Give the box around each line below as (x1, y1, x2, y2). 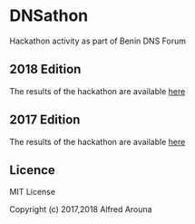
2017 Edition (9, 112, 81, 128)
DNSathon (9, 5, 89, 26)
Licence (9, 162, 56, 178)
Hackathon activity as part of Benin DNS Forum (9, 35, 186, 46)
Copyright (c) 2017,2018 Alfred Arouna (9, 204, 152, 215)
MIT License (9, 187, 56, 198)
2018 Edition (9, 62, 82, 77)
